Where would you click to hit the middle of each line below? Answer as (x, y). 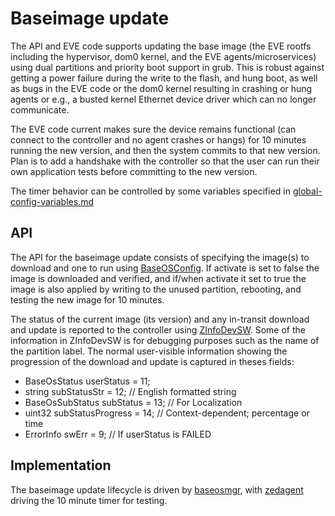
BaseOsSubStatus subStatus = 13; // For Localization (133, 402)
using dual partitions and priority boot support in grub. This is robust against (167, 67)
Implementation (61, 465)
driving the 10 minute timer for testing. (89, 500)
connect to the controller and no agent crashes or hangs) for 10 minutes (158, 139)
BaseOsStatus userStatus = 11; (87, 381)
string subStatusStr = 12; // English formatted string (130, 391)
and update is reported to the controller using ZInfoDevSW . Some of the (158, 329)
